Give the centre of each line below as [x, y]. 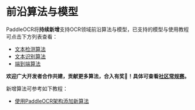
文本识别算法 [30, 56]
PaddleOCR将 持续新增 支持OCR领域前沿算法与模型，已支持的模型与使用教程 [97, 29]
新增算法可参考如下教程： [37, 88]
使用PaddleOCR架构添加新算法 [52, 101]
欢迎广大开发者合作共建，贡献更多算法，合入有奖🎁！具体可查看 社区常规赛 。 [98, 76]
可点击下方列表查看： [32, 36]
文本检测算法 [30, 49]
